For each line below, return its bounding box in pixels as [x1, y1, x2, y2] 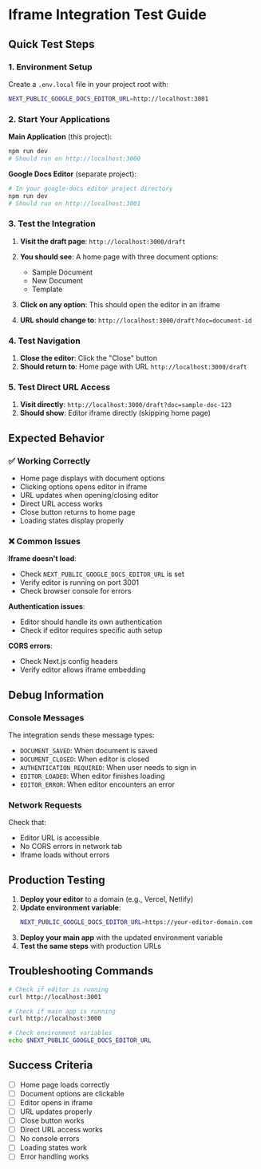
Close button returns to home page [19, 507, 136, 516]
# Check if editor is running [8, 985, 109, 993]
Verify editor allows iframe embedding [19, 665, 146, 675]
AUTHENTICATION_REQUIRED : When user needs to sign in [19, 762, 197, 772]
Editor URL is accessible [19, 833, 100, 843]
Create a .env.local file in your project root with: [8, 79, 169, 89]
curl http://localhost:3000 [8, 1015, 102, 1023]
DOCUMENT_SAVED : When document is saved [19, 745, 158, 755]
